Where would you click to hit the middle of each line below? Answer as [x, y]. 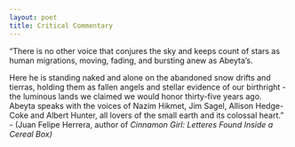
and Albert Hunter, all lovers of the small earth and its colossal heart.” [157, 115]
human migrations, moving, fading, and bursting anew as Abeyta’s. [131, 60]
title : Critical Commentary [61, 26]
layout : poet [33, 17]
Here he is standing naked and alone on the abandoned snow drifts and [140, 77]
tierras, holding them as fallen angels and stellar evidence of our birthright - [147, 87]
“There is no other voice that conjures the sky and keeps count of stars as [145, 50]
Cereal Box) [31, 134]
